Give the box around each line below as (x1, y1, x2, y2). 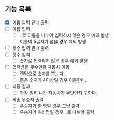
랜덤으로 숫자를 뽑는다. (19, 70, 65, 77)
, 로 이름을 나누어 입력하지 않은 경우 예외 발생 (19, 32, 109, 38)
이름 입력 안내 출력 (12, 19, 49, 26)
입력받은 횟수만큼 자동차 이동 (12, 64, 70, 70)
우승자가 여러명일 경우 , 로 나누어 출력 (19, 109, 95, 115)
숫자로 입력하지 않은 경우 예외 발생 (19, 58, 88, 64)
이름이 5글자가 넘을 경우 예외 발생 (19, 39, 87, 44)
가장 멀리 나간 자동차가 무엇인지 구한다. (19, 90, 98, 96)
